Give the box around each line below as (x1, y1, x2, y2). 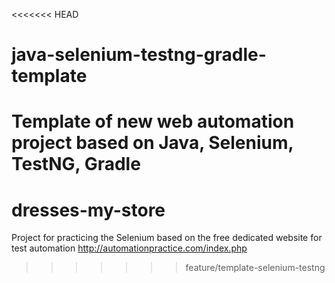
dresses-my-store (11, 199, 166, 221)
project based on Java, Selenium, (11, 132, 294, 154)
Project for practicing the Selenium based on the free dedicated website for (11, 232, 323, 244)
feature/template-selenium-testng (185, 262, 326, 274)
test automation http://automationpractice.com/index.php (11, 242, 248, 254)
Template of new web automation (11, 110, 295, 133)
